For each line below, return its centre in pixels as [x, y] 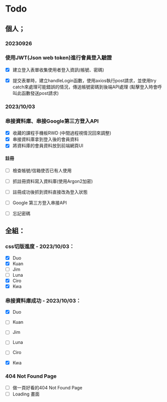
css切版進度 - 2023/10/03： [40, 246]
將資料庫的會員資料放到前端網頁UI [48, 146]
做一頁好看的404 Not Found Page [47, 387]
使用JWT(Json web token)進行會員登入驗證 [59, 58]
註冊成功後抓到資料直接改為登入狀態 [50, 192]
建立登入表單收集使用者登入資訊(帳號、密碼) [58, 70]
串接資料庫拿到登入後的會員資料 [46, 139]
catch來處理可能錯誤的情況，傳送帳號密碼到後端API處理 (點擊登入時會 [85, 87]
